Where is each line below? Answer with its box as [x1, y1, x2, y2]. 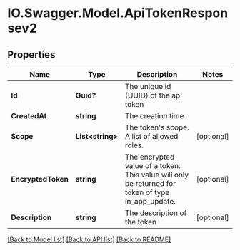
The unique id [124, 82, 171, 91]
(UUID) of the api [124, 90, 182, 100]
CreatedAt [11, 111, 47, 120]
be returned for [124, 179, 176, 188]
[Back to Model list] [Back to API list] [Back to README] [7, 235, 171, 244]
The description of [124, 208, 187, 218]
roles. [124, 140, 144, 150]
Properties [7, 48, 56, 61]
